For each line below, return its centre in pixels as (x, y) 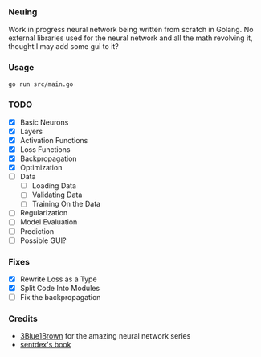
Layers (31, 131)
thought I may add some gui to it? (63, 47)
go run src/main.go (41, 84)
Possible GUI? (43, 240)
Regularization (44, 213)
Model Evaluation (49, 222)
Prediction (37, 231)
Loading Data (54, 186)
